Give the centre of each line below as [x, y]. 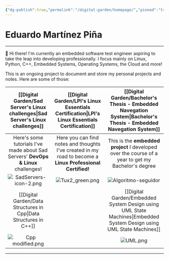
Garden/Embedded [134, 198]
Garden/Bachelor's [134, 97]
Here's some [28, 138]
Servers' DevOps [28, 156]
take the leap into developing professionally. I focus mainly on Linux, [76, 59]
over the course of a [134, 153]
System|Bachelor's [134, 116]
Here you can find [78, 138]
